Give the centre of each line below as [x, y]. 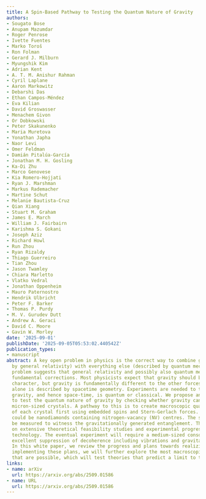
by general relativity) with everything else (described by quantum [101, 366]
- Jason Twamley [27, 269]
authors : [17, 18]
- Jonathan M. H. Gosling [39, 160]
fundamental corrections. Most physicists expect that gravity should [104, 378]
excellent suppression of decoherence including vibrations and [96, 441]
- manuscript [23, 355]
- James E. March [29, 218]
